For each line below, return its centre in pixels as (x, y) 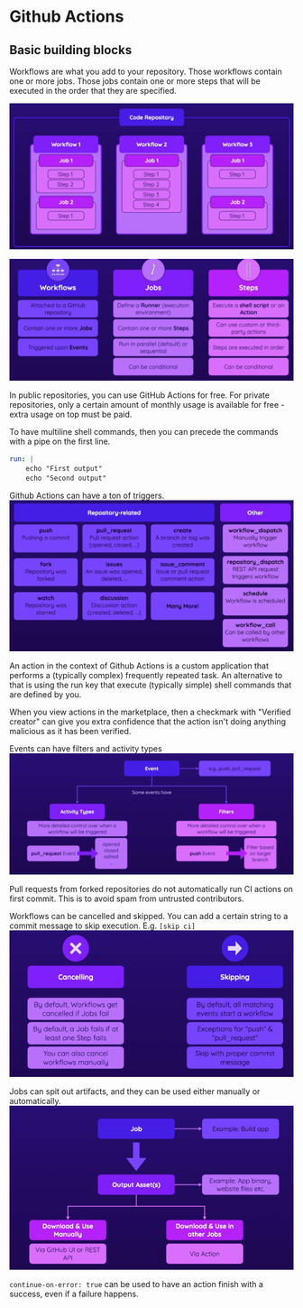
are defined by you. (46, 695)
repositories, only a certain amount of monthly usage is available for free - (147, 405)
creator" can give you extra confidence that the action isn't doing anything (148, 722)
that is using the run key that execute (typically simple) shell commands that (151, 685)
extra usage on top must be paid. (71, 415)
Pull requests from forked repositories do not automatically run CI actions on (151, 889)
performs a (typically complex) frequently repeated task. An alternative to (146, 676)
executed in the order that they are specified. (93, 91)
